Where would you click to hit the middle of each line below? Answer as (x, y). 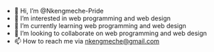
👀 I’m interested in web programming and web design (92, 18)
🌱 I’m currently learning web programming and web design (100, 26)
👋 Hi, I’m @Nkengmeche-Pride (59, 11)
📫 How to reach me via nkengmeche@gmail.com (87, 41)
